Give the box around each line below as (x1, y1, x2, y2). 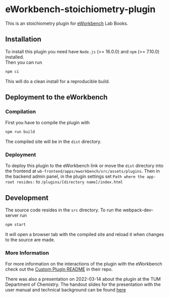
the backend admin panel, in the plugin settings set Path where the (5, 173, 145, 179)
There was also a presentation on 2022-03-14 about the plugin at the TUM (5, 276, 161, 282)
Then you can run (5, 59, 42, 65)
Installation (5, 35, 41, 44)
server (5, 212, 19, 218)
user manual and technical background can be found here (5, 287, 126, 293)
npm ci (5, 69, 19, 74)
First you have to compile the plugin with (5, 120, 90, 126)
